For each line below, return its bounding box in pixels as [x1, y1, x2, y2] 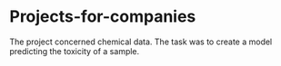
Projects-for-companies [9, 6, 196, 27]
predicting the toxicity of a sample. [9, 45, 140, 56]
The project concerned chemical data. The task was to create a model [9, 36, 273, 47]
